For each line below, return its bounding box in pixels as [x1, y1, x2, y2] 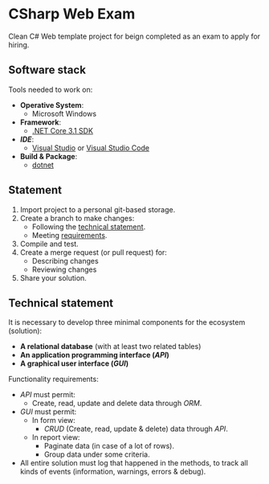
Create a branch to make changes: [19, 213, 135, 223]
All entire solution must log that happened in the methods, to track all [19, 458, 249, 468]
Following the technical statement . [31, 222, 146, 232]
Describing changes [31, 256, 99, 265]
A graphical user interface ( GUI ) [19, 359, 129, 368]
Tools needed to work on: [8, 84, 93, 94]
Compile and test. [19, 239, 79, 248]
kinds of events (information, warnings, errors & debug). [19, 467, 206, 477]
